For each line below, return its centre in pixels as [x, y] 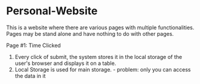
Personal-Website [52, 11]
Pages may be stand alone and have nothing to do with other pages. [90, 33]
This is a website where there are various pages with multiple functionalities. [100, 27]
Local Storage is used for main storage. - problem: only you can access [103, 69]
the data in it [30, 76]
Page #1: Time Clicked [33, 45]
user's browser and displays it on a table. [65, 63]
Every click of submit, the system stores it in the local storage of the [98, 57]
